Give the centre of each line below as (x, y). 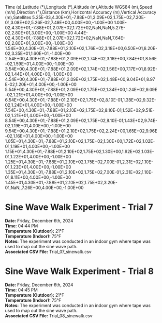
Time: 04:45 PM (21, 290)
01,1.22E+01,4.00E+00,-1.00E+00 (38, 157)
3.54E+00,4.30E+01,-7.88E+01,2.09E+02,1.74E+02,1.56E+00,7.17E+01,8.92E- (81, 69)
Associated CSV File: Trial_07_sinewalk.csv (48, 252)
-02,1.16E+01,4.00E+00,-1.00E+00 (39, 136)
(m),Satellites (18, 17)
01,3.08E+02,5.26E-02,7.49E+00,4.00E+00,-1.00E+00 (59, 22)
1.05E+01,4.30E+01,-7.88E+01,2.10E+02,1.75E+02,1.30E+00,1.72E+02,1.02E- (80, 141)
